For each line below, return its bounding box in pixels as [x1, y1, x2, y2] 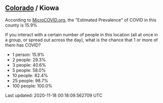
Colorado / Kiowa [5, 4, 59, 12]
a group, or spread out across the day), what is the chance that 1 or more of [5, 37, 158, 43]
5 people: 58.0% [12, 67, 46, 73]
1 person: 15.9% [12, 51, 45, 57]
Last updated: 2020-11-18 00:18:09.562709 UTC [5, 92, 103, 98]
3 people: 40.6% [12, 62, 47, 68]
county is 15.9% [5, 22, 38, 28]
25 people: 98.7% [12, 77, 49, 83]
